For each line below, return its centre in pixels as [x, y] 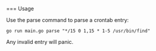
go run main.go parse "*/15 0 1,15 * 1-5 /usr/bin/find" [78, 31]
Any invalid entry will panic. [40, 42]
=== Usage [20, 9]
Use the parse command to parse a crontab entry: [68, 20]
